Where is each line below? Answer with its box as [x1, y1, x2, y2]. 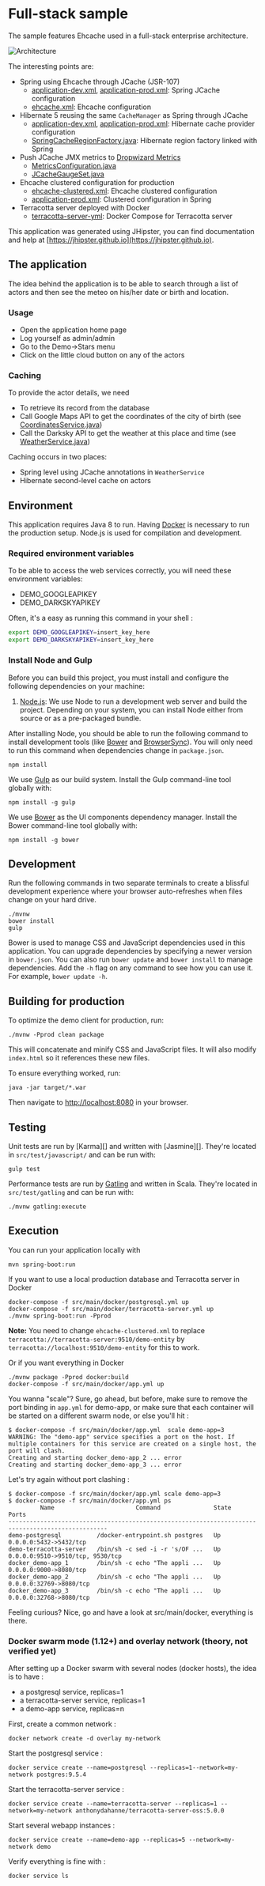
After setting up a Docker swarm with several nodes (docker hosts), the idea [8, 1664, 257, 1673]
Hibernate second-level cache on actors [19, 476, 152, 486]
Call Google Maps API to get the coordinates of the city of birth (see [19, 412, 241, 421]
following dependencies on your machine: [8, 681, 145, 690]
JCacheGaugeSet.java [31, 169, 104, 179]
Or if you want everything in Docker [8, 1358, 124, 1367]
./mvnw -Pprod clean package [8, 1031, 104, 1039]
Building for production [8, 994, 125, 1008]
